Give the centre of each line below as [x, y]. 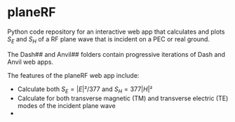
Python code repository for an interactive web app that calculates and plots [116, 32]
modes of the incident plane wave [66, 105]
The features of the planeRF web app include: [73, 75]
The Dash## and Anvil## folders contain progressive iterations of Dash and [116, 54]
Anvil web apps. [31, 62]
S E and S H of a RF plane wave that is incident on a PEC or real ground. [109, 40]
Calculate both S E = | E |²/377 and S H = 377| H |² [85, 90]
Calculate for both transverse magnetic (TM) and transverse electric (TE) [123, 98]
